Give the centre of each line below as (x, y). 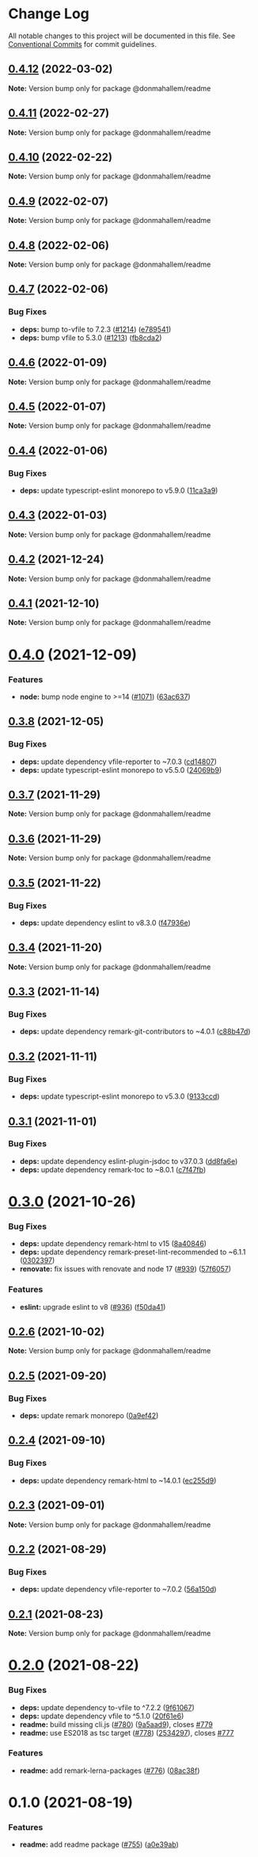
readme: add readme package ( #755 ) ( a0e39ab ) (99, 1844)
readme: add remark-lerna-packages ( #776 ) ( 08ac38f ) (110, 1771)
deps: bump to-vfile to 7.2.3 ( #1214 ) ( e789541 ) (95, 329)
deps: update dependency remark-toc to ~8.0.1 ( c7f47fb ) (113, 1169)
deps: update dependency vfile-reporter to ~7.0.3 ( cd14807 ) (118, 762)
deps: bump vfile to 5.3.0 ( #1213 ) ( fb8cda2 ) (91, 337)
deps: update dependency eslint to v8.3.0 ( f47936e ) (105, 923)
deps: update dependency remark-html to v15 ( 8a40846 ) (113, 1244)
